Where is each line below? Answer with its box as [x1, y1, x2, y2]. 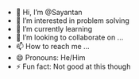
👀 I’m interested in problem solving [15, 16, 129, 25]
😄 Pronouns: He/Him [15, 53, 86, 62]
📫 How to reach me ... [15, 42, 90, 51]
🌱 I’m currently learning [15, 24, 93, 33]
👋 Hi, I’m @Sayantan [15, 8, 83, 17]
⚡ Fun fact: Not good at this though [15, 62, 131, 71]
